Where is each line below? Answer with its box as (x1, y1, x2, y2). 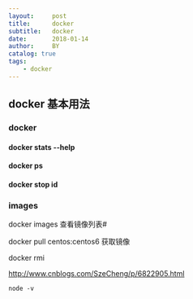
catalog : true (8, 50, 57, 58)
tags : (8, 58, 27, 66)
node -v (8, 284, 35, 293)
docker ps (8, 160, 43, 171)
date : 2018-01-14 (8, 34, 89, 43)
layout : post (8, 11, 67, 20)
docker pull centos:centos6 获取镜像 (8, 237, 131, 247)
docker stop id (8, 179, 58, 189)
